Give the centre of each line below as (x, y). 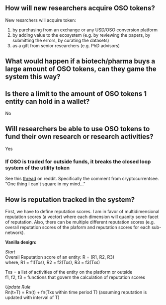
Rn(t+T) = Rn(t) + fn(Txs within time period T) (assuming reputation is (76, 292)
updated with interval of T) (32, 297)
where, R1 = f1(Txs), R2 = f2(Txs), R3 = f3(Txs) (53, 262)
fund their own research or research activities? (80, 137)
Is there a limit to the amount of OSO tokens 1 (76, 94)
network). (15, 232)
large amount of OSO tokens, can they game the (81, 69)
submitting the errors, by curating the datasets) (61, 40)
